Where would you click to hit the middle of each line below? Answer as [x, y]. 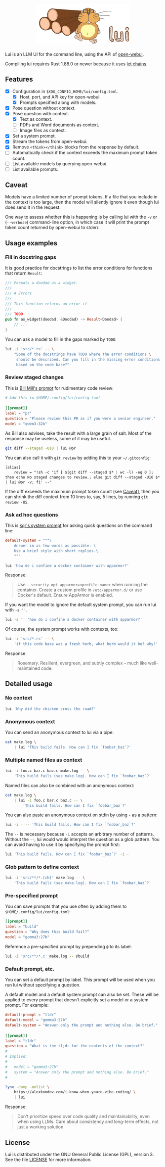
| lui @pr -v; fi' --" [28, 482]
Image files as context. [43, 131]
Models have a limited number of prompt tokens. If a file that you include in [81, 197]
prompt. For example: [27, 1005]
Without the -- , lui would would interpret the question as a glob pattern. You [82, 840]
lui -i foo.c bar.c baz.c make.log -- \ [47, 771]
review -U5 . [17, 502]
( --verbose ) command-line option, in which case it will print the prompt [77, 222]
